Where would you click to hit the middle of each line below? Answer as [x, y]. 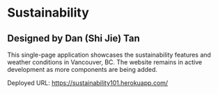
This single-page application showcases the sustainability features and [109, 55]
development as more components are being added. [83, 69]
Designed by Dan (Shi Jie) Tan [74, 38]
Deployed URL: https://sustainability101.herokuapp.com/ [88, 83]
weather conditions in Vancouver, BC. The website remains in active [105, 62]
